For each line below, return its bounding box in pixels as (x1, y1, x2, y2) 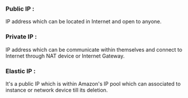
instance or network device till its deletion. (5, 86, 108, 93)
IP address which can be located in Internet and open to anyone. (5, 18, 162, 25)
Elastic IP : (5, 67, 36, 75)
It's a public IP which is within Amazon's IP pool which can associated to (5, 80, 181, 87)
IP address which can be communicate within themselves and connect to (5, 46, 183, 53)
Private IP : (5, 33, 37, 41)
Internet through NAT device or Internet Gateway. (5, 52, 125, 59)
